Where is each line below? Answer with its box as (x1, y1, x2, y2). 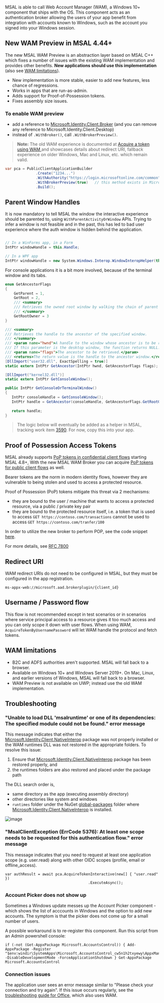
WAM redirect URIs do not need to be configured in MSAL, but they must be (5, 570, 158, 577)
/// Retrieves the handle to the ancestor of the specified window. (5, 331, 147, 337)
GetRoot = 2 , (14, 296, 41, 301)
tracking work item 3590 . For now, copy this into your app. (17, 427, 135, 433)
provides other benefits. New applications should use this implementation (5, 62, 157, 68)
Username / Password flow (5, 598, 89, 606)
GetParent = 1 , (14, 291, 45, 296)
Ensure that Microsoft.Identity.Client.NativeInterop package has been (12, 756, 151, 763)
